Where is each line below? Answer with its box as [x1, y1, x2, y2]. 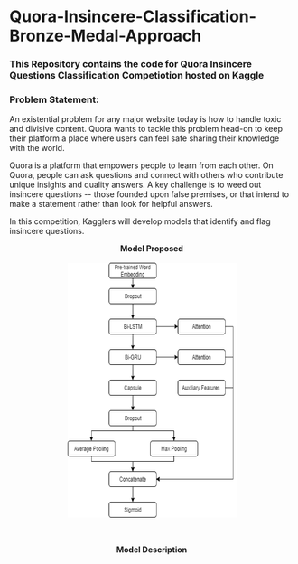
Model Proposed [120, 243, 183, 254]
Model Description [116, 544, 188, 555]
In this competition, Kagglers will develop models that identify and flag [9, 216, 271, 227]
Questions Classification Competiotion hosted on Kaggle [9, 70, 265, 82]
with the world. [9, 143, 65, 154]
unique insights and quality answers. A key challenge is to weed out [9, 179, 262, 191]
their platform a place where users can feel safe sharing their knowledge [9, 133, 280, 144]
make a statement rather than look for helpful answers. [9, 199, 214, 210]
